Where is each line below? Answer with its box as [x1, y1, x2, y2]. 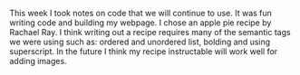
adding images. [9, 56, 67, 66]
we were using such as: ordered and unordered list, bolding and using [9, 36, 271, 47]
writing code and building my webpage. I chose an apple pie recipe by [9, 17, 272, 28]
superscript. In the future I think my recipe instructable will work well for [9, 46, 278, 57]
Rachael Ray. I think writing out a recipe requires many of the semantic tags [9, 27, 292, 37]
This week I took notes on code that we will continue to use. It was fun [9, 8, 272, 18]
